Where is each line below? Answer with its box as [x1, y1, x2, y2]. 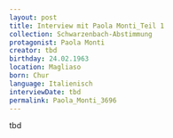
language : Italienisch [9, 79, 93, 88]
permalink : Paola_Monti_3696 [9, 95, 117, 105]
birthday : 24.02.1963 [9, 54, 90, 63]
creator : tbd [9, 46, 58, 55]
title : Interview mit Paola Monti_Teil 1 [9, 21, 165, 30]
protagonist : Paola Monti [9, 37, 105, 47]
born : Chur [9, 71, 50, 80]
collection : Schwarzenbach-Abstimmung [9, 29, 153, 38]
